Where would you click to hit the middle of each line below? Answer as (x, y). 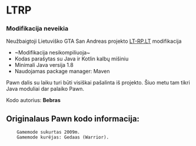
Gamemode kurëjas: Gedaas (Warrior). (63, 137)
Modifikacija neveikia (37, 29)
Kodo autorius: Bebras (33, 100)
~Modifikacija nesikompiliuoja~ (52, 53)
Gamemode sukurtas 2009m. (49, 133)
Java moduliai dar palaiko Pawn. (45, 89)
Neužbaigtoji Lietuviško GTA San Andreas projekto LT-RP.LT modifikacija (94, 41)
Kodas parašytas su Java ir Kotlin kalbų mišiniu (72, 59)
